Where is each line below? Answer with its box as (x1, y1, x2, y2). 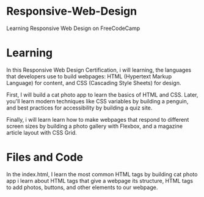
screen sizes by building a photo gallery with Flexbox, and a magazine (6, 122, 183, 130)
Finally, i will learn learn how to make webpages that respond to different (6, 116, 189, 123)
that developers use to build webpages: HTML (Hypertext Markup (6, 72, 172, 80)
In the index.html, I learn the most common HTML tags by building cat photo (6, 170, 198, 178)
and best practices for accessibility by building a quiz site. (6, 104, 153, 111)
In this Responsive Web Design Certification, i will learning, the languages (6, 66, 192, 73)
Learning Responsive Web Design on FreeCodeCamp (6, 24, 140, 32)
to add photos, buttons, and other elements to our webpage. (6, 184, 158, 191)
